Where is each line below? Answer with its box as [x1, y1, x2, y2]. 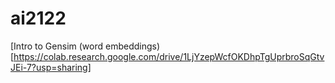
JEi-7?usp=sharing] [10, 61, 92, 73]
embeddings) [104, 40, 161, 52]
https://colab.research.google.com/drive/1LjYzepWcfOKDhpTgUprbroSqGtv [13, 50, 325, 62]
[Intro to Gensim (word [10, 40, 104, 52]
